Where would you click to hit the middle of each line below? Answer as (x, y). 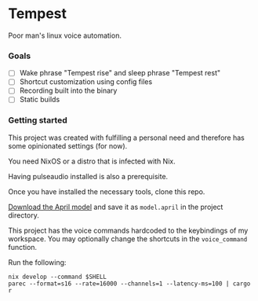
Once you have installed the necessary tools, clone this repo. (107, 191)
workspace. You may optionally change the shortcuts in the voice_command (128, 239)
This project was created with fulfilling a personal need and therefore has (126, 138)
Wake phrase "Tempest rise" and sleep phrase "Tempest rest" (120, 73)
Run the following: (37, 262)
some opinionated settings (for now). (68, 145)
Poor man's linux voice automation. (65, 35)
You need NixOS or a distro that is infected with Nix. (92, 161)
